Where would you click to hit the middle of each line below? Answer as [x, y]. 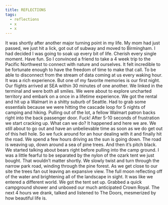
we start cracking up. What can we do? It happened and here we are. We [81, 123]
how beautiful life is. [26, 198]
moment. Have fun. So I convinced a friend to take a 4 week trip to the [78, 59]
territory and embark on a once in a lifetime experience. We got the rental [81, 97]
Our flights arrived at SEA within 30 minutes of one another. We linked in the [84, 86]
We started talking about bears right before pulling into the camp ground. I [82, 150]
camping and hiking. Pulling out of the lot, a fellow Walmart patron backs [80, 113]
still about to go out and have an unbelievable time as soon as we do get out [84, 128]
